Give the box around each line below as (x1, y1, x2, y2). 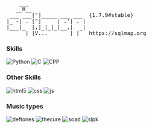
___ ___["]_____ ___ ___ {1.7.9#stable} (9, 12, 134, 18)
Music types (6, 102, 43, 110)
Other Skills (6, 73, 41, 81)
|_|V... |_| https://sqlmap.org (25, 30, 147, 36)
